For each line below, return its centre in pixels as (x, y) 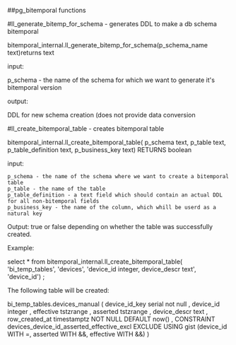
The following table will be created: (58, 290)
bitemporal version (35, 87)
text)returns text (31, 53)
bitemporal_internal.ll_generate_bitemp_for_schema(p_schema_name (108, 45)
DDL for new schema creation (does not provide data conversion (101, 115)
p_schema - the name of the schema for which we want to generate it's (111, 80)
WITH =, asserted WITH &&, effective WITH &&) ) (78, 334)
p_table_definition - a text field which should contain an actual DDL (115, 195)
